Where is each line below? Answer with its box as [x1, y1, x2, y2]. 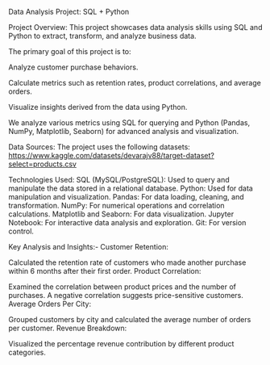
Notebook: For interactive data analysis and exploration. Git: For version [8, 218, 247, 227]
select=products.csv [8, 159, 77, 169]
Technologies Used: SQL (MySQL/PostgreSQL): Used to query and [8, 175, 230, 184]
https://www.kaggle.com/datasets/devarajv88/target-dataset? [8, 151, 215, 160]
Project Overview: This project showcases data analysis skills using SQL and [8, 23, 263, 31]
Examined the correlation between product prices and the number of [8, 282, 236, 292]
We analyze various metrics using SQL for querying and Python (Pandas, [8, 118, 251, 128]
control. [8, 226, 35, 236]
